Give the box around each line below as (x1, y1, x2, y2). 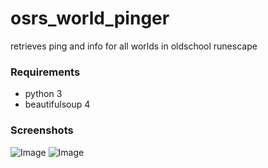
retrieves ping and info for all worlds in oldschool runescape (10, 40, 258, 52)
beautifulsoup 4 (24, 98, 91, 111)
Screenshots (10, 123, 74, 137)
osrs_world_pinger (10, 7, 170, 30)
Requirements (10, 65, 81, 79)
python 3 (24, 88, 63, 100)
